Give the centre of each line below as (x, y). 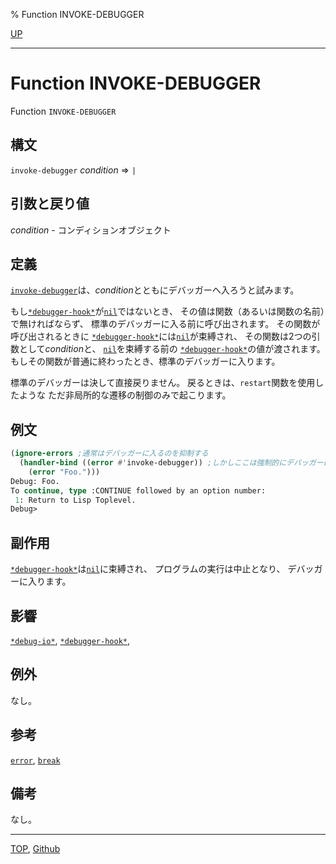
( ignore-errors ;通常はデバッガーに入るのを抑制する (109, 454)
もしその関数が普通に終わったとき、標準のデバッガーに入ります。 (145, 361)
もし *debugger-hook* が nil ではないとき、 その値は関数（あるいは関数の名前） (167, 311)
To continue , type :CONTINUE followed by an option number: (138, 490)
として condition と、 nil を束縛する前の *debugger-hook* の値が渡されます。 (172, 349)
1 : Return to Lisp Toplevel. (75, 500)
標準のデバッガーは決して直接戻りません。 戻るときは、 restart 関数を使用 (163, 383)
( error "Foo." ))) (64, 472)
